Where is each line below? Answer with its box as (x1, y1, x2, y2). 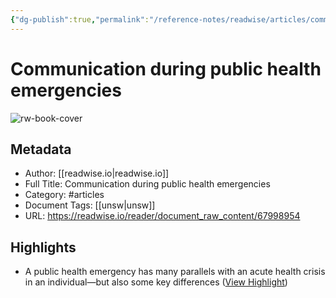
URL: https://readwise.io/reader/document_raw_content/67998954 (24, 210, 301, 222)
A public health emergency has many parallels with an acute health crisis (24, 266, 326, 278)
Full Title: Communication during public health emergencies (24, 178, 271, 190)
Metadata (10, 141, 72, 158)
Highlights (10, 239, 77, 256)
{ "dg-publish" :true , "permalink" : (10, 14, 150, 25)
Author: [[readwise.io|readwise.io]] (24, 167, 170, 180)
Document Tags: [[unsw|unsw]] (24, 199, 156, 211)
